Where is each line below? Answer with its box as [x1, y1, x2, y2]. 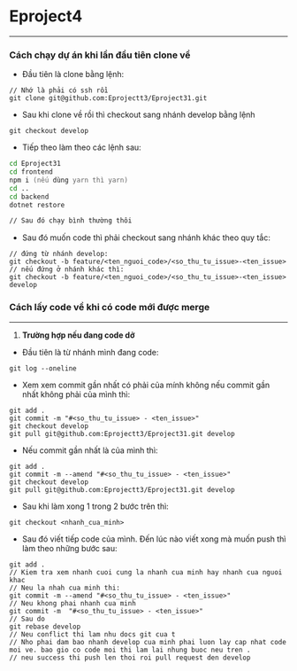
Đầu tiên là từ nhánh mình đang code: [21, 347, 159, 357]
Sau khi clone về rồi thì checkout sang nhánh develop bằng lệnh [21, 109, 255, 121]
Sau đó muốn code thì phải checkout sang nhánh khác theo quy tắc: [21, 232, 271, 243]
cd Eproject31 [9, 160, 62, 168]
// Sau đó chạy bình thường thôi [9, 216, 133, 225]
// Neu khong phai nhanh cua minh [9, 598, 137, 608]
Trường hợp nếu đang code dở [21, 330, 135, 340]
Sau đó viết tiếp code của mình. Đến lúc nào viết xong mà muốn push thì [21, 534, 286, 544]
